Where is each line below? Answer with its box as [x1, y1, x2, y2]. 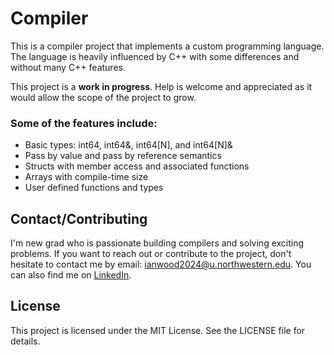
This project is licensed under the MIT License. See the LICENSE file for [10, 324, 306, 336]
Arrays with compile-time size [24, 171, 149, 183]
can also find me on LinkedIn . [10, 269, 132, 281]
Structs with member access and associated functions [24, 160, 250, 172]
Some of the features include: [10, 116, 158, 130]
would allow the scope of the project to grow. [10, 91, 197, 103]
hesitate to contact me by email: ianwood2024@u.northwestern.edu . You [10, 258, 312, 271]
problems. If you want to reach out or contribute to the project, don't [10, 248, 292, 260]
